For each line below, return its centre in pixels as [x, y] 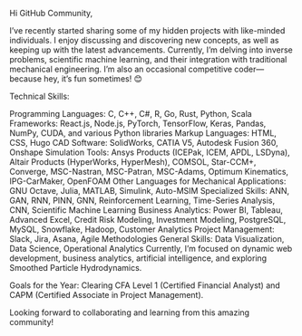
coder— [249, 69]
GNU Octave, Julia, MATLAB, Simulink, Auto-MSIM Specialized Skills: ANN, [150, 191]
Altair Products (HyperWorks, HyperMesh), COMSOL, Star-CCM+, [133, 162]
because [26, 79]
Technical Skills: [39, 96]
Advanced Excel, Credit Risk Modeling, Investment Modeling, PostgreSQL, [148, 220]
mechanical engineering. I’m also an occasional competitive [121, 69]
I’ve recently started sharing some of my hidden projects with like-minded [147, 30]
